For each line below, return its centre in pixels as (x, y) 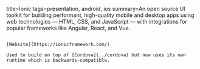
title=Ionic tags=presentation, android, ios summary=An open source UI (96, 9)
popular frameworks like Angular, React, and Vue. (68, 28)
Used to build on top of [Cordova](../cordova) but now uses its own (96, 55)
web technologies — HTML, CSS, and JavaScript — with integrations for (97, 21)
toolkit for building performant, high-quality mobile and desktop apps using (100, 15)
